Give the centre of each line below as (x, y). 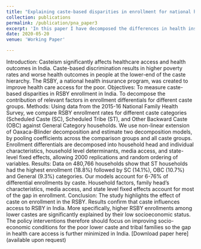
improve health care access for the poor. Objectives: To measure (86, 87)
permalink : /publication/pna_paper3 (52, 23)
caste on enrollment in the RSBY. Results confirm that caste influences (93, 202)
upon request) (49, 240)
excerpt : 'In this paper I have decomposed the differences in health (96, 28)
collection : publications (38, 17)
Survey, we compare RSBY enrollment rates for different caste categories (97, 113)
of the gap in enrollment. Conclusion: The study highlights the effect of (93, 195)
